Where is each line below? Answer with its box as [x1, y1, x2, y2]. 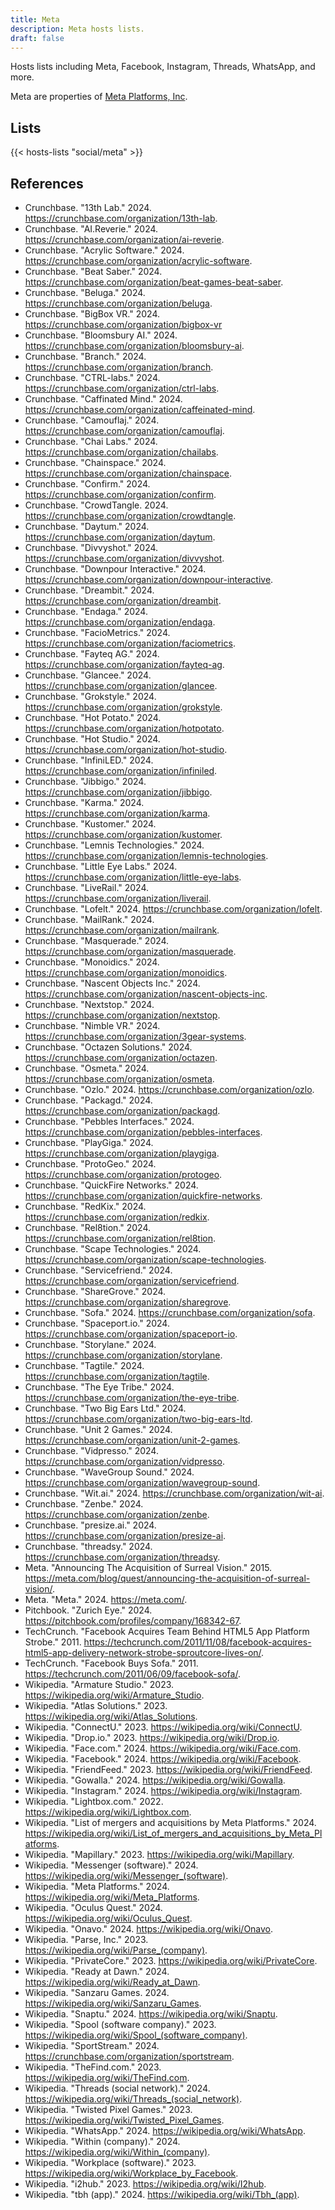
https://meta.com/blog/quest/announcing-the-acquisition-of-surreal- [24, 1572, 311, 1584]
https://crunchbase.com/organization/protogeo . [24, 1169, 223, 1180]
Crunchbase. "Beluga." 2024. [24, 287, 146, 298]
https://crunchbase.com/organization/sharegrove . [24, 1296, 232, 1308]
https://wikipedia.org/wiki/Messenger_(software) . [24, 1870, 229, 1881]
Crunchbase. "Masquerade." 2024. [24, 935, 170, 946]
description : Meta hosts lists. [10, 24, 145, 34]
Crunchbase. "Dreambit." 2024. [24, 584, 155, 596]
